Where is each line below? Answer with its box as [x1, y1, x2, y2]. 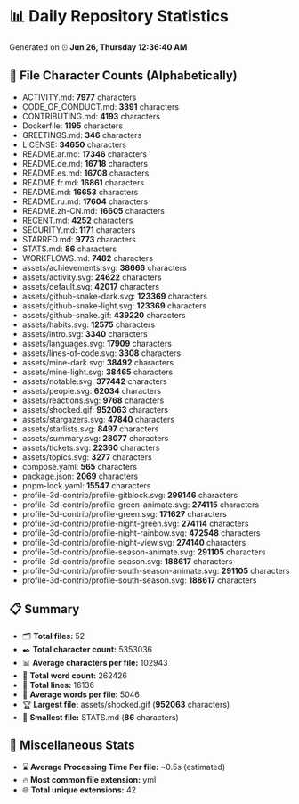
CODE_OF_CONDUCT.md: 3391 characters [21, 101, 180, 111]
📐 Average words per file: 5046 [21, 689, 140, 700]
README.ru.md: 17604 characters [21, 196, 149, 207]
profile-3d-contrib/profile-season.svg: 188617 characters [21, 555, 233, 566]
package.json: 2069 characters [21, 471, 139, 481]
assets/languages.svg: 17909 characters [21, 338, 172, 349]
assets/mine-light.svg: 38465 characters [21, 366, 174, 377]
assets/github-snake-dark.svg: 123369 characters [21, 291, 207, 301]
